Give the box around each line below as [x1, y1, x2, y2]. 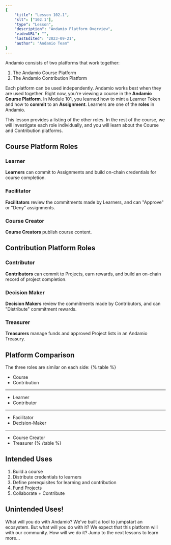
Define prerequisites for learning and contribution [12, 479, 117, 485]
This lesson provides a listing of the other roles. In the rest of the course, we [5, 116, 165, 123]
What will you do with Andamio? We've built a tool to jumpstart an [5, 518, 143, 525]
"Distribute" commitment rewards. [5, 306, 77, 312]
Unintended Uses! [5, 505, 64, 514]
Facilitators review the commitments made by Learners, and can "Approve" [5, 199, 164, 205]
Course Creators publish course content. [5, 229, 92, 235]
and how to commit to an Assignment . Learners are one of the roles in [5, 101, 154, 107]
